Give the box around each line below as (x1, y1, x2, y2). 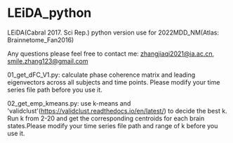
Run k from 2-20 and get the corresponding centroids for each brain (7, 114, 205, 123)
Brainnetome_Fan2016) (7, 35, 74, 44)
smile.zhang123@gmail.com (7, 56, 88, 65)
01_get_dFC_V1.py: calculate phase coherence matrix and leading (7, 70, 196, 79)
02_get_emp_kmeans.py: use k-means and (7, 99, 131, 107)
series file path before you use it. (7, 85, 103, 94)
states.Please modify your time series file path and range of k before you (7, 121, 218, 130)
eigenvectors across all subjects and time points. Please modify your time (7, 77, 220, 86)
